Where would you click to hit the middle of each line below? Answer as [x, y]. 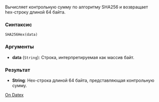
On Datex [14, 95]
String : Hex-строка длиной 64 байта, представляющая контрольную [83, 80]
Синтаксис [19, 25]
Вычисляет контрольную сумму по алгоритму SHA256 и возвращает [77, 7]
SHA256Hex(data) [21, 35]
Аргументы [19, 47]
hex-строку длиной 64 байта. [35, 12]
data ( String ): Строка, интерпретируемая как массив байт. [73, 57]
